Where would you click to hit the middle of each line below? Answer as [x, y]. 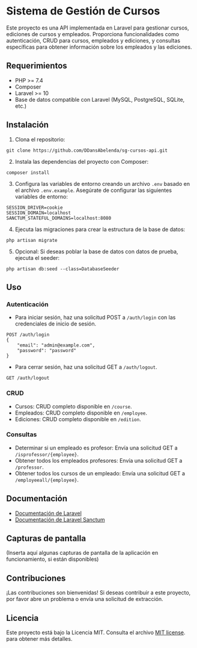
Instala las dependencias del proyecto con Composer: [82, 161]
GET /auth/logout [28, 378]
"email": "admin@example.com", [56, 345]
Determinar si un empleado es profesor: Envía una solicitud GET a [96, 448]
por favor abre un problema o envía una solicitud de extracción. [85, 599]
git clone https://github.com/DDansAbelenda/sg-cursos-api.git [87, 150]
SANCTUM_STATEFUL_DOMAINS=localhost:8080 [59, 218]
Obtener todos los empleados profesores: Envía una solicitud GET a [98, 460]
